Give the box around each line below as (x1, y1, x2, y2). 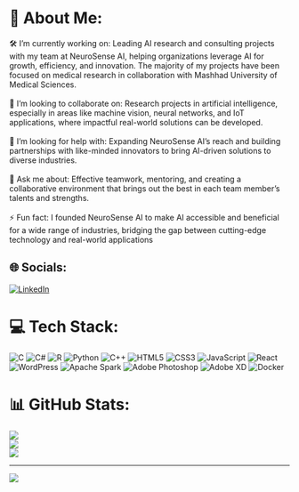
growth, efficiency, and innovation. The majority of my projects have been (9, 60, 280, 70)
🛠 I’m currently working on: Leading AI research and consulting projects (9, 37, 275, 48)
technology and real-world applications (9, 234, 154, 245)
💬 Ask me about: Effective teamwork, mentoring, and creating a (9, 173, 242, 184)
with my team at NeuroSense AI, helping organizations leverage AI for (9, 51, 264, 61)
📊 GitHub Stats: (9, 394, 131, 415)
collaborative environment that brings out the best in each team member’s (9, 182, 280, 194)
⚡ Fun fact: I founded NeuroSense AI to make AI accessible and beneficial (9, 212, 280, 222)
